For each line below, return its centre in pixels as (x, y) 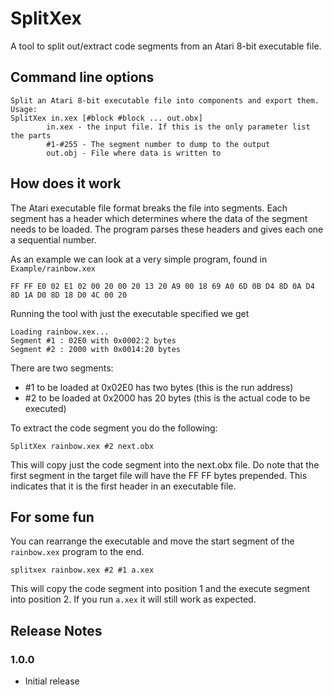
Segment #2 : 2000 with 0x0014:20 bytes (96, 349)
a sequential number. (53, 239)
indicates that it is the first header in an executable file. (123, 486)
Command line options (82, 77)
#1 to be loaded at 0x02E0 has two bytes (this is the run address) (159, 387)
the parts (31, 135)
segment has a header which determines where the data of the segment (159, 218)
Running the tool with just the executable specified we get (130, 313)
